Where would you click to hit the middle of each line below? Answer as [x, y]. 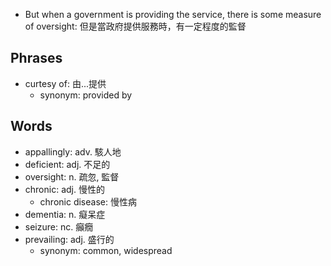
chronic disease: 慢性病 [88, 201]
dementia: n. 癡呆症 [65, 214]
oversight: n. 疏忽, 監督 [72, 176]
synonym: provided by [86, 95]
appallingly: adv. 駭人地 [73, 151]
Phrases [36, 58]
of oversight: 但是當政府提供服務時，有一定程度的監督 [135, 26]
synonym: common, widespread [106, 250]
